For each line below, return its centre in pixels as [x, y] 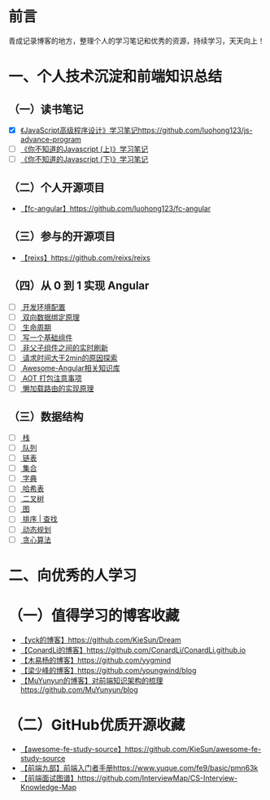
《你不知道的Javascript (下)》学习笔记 [84, 159]
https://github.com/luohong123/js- [196, 130]
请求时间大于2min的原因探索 [70, 358]
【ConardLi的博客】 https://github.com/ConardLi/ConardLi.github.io [133, 650]
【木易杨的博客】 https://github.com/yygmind [96, 660]
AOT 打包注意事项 [52, 378]
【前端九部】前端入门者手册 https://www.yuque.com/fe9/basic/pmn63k [139, 767]
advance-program [50, 139]
